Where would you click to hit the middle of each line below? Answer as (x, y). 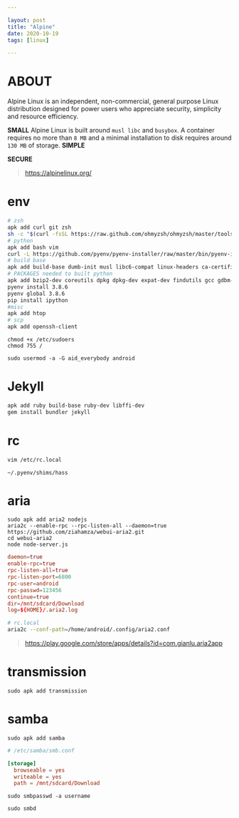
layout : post (27, 20)
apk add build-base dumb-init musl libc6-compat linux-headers (103, 267)
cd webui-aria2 (30, 539)
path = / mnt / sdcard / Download (57, 783)
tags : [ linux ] (28, 40)
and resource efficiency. (43, 117)
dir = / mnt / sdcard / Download (46, 604)
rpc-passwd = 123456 (34, 590)
